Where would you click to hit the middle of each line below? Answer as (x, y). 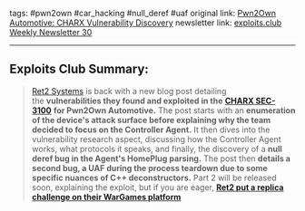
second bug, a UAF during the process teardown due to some (149, 168)
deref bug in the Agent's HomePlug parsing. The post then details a (161, 158)
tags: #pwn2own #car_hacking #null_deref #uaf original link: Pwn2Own (143, 13)
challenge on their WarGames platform (106, 197)
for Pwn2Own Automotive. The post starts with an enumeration (174, 110)
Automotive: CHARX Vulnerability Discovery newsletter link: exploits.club (146, 23)
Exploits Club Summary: (79, 69)
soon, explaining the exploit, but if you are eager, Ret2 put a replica (157, 187)
